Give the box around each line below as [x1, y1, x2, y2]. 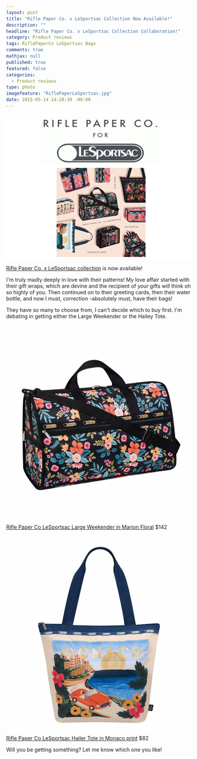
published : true [6, 59, 46, 65]
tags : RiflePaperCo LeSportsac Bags [6, 41, 96, 47]
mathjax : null [6, 53, 41, 59]
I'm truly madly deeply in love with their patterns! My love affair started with [6, 276, 190, 283]
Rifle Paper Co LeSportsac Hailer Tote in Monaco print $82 [6, 735, 149, 742]
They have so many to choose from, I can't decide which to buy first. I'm [6, 306, 182, 313]
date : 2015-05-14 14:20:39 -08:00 [6, 97, 91, 103]
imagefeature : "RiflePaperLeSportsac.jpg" [6, 90, 112, 97]
